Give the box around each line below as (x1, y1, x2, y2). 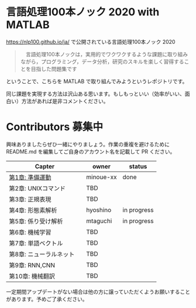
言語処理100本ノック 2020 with (6, 5, 160, 19)
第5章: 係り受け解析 (9, 217, 63, 225)
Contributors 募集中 (6, 121, 104, 134)
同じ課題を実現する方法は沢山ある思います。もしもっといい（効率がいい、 (6, 90, 185, 97)
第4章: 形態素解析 (9, 206, 57, 214)
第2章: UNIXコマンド (9, 184, 66, 192)
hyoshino (85, 206, 112, 214)
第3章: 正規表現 (9, 195, 51, 203)
